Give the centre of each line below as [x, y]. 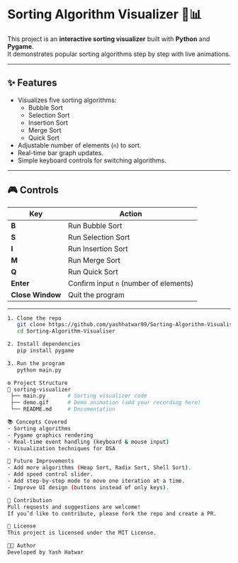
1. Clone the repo [34, 318]
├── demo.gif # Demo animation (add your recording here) [106, 403]
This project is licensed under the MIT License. [82, 533]
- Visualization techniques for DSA [61, 448]
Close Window [36, 294]
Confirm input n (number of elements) [131, 283]
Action [131, 213]
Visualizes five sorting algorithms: [67, 100]
